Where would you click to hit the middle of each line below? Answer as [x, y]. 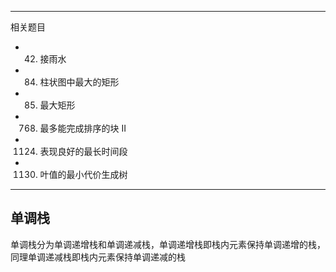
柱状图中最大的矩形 [79, 82]
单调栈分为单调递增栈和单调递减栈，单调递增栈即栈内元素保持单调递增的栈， [168, 244]
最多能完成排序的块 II [83, 128]
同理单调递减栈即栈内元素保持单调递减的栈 [98, 257]
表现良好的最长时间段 [83, 151]
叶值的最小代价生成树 [83, 174]
